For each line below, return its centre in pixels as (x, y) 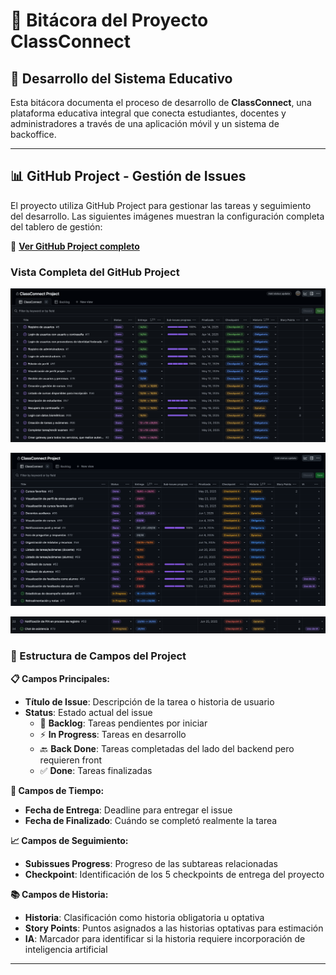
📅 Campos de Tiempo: (57, 790)
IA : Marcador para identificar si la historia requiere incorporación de (165, 938)
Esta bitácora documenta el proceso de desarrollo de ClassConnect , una (161, 102)
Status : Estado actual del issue (88, 712)
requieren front (71, 760)
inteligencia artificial (66, 949)
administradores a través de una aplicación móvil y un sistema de (145, 123)
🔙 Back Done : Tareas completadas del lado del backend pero (167, 748)
